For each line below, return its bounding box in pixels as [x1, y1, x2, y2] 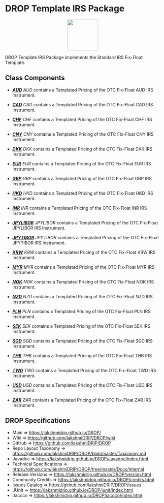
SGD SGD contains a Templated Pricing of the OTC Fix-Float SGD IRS [12, 338, 153, 344]
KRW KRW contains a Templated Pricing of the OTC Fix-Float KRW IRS [12, 249, 156, 255]
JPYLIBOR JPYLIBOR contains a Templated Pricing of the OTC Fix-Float [12, 220, 159, 225]
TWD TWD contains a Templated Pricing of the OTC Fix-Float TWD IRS [12, 367, 156, 373]
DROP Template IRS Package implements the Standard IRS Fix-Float [5, 54, 143, 60]
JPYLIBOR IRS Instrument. [12, 225, 66, 231]
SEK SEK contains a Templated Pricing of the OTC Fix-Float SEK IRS [12, 323, 151, 329]
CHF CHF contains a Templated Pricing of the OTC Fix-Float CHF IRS [12, 116, 152, 122]
